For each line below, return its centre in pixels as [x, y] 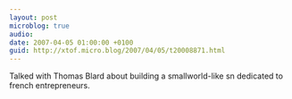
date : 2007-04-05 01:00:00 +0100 [71, 42]
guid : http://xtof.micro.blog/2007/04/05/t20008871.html [117, 51]
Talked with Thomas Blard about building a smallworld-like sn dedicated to [146, 76]
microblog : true [39, 26]
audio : [21, 34]
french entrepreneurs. [50, 86]
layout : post [33, 17]
